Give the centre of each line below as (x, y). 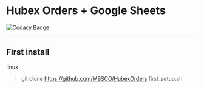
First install (28, 52)
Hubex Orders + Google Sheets (86, 11)
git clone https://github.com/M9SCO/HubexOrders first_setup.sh (102, 78)
